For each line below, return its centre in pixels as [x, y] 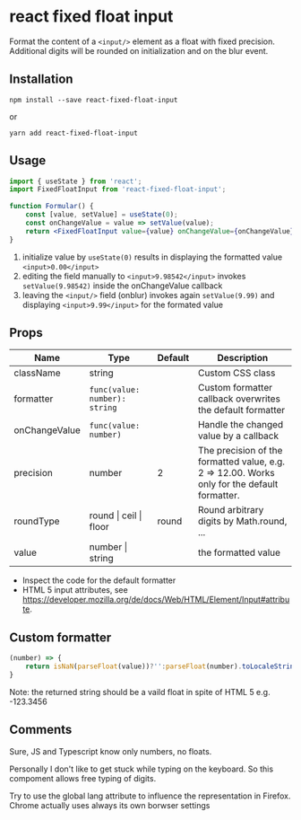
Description [243, 358]
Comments [41, 730]
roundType [37, 521]
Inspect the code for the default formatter [99, 580]
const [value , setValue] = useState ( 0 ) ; [102, 215]
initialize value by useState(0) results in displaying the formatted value [152, 257]
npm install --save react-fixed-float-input [94, 100]
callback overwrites [239, 399]
